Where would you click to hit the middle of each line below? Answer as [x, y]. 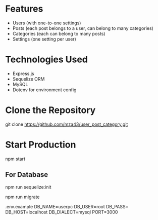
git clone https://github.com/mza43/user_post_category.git [67, 124]
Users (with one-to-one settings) [47, 23]
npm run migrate [22, 197]
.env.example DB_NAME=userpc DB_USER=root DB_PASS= [67, 206]
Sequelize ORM [29, 79]
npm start [15, 159]
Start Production [41, 144]
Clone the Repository [50, 110]
